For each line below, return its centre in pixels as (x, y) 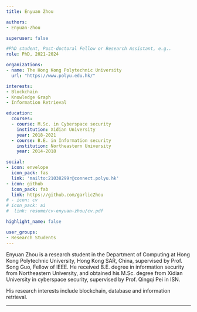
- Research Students (31, 238)
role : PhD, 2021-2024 (33, 54)
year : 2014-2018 (37, 151)
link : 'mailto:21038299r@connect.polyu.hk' (65, 178)
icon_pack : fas (30, 173)
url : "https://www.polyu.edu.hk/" (53, 76)
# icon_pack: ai (26, 206)
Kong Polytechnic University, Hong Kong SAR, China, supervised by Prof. (94, 260)
